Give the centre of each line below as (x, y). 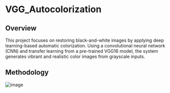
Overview (21, 28)
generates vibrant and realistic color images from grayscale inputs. (75, 56)
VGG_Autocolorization (53, 9)
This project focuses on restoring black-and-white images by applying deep (84, 40)
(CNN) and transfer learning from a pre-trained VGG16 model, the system (82, 51)
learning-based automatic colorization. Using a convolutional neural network (85, 46)
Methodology (27, 72)
